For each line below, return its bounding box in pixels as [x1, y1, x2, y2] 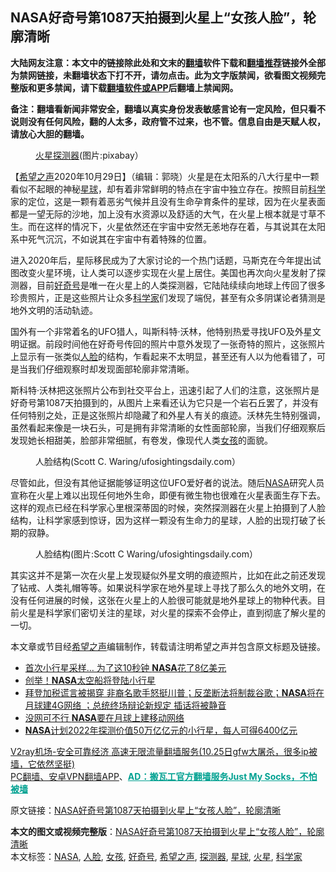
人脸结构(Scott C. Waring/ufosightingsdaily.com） [35, 455, 241, 467]
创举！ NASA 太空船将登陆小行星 [24, 674, 157, 686]
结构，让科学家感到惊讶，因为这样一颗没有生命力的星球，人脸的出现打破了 [10, 514, 317, 526]
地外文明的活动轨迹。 [10, 304, 98, 316]
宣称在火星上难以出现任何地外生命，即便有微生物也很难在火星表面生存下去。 [10, 489, 326, 501]
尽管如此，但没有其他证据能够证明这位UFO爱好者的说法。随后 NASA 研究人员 [10, 476, 325, 488]
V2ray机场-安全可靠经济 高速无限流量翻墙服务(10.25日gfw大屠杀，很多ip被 [10, 745, 318, 757]
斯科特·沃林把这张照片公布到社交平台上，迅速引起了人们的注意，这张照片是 [10, 384, 320, 396]
